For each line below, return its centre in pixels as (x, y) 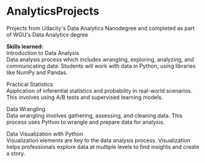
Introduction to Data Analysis (43, 53)
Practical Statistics (30, 84)
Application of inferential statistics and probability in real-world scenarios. (99, 90)
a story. (16, 153)
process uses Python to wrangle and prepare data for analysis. (86, 122)
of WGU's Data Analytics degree (47, 34)
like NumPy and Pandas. (37, 72)
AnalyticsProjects (53, 11)
